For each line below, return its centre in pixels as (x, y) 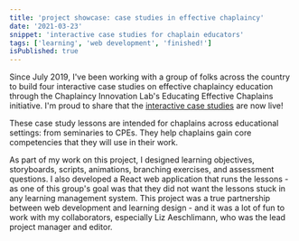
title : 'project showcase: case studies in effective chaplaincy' (137, 18)
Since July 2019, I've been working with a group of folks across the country (150, 77)
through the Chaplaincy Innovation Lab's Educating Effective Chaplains (141, 97)
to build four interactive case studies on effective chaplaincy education (141, 87)
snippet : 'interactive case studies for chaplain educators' (127, 34)
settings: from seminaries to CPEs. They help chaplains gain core (131, 133)
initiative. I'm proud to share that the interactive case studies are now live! (146, 106)
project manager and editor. (61, 227)
